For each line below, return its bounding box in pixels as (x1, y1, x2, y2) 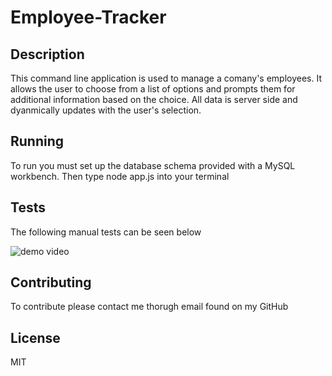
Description (10, 46, 85, 63)
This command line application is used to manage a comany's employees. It (10, 72, 322, 84)
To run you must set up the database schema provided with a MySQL (10, 159, 296, 171)
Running (10, 133, 65, 150)
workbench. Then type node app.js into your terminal (10, 170, 230, 182)
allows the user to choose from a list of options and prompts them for (10, 83, 296, 95)
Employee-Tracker (10, 6, 167, 29)
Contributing (10, 274, 92, 291)
